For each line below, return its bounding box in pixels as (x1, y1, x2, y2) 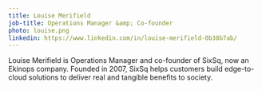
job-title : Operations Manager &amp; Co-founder (8, 19, 173, 27)
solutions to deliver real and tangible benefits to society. (28, 72, 213, 82)
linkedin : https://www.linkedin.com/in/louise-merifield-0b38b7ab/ (8, 33, 238, 42)
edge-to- (224, 65, 255, 74)
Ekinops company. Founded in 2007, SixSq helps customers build (8, 65, 224, 74)
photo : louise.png (8, 26, 69, 34)
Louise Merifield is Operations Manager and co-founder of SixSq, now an (8, 56, 249, 65)
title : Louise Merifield (8, 11, 91, 20)
